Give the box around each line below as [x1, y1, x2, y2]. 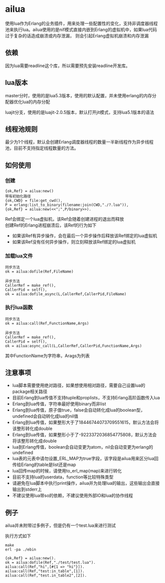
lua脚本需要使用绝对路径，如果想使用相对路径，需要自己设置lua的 [12, 383, 145, 389]
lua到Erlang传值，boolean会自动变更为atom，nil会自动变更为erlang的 [12, 444, 154, 450]
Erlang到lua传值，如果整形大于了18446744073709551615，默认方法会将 [12, 420, 159, 426]
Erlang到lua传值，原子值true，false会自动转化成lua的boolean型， [12, 407, 145, 413]
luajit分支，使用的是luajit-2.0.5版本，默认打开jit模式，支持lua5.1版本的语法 [5, 109, 154, 115]
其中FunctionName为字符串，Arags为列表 [5, 352, 90, 358]
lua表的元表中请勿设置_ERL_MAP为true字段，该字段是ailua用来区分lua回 [12, 456, 159, 462]
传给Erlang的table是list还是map [12, 462, 76, 467]
